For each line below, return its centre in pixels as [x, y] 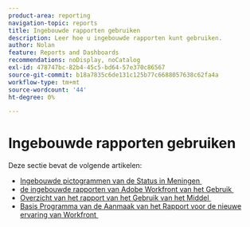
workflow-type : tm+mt [44, 82]
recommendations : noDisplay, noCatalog [74, 61]
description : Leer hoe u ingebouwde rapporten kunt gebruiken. [115, 38]
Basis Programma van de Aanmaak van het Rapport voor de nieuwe [131, 206]
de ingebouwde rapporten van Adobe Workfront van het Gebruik [126, 190]
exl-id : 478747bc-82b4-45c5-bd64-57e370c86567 [87, 68]
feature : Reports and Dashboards [64, 53]
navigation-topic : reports [53, 23]
